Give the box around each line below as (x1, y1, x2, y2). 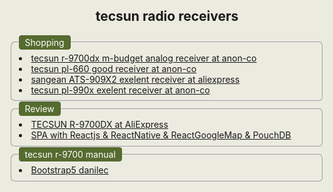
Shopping (24, 36, 65, 48)
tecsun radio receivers (95, 8, 239, 25)
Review (24, 103, 55, 115)
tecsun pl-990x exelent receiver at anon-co (30, 84, 211, 96)
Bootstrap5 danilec (30, 164, 109, 176)
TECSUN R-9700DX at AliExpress (30, 119, 169, 131)
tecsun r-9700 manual (24, 149, 116, 161)
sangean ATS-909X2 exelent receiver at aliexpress (30, 73, 241, 85)
